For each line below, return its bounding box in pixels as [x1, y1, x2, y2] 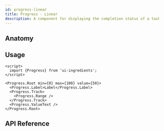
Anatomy [5, 34, 34, 42]
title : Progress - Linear [5, 12, 58, 17]
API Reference [5, 119, 50, 128]
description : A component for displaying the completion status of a [5, 16, 150, 21]
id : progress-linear [5, 7, 47, 12]
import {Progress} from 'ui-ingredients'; [9, 68, 97, 73]
